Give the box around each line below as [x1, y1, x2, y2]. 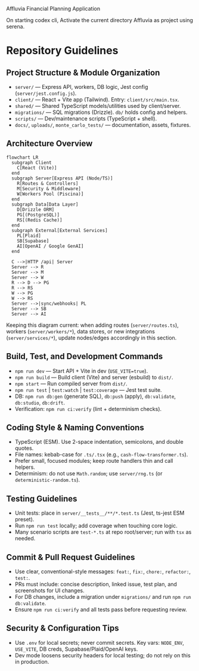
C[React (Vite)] [17, 165, 58, 171]
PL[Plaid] [17, 233, 42, 239]
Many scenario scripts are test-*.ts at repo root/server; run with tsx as [14, 528, 192, 536]
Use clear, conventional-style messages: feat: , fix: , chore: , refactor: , [14, 568, 191, 575]
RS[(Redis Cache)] [17, 217, 63, 223]
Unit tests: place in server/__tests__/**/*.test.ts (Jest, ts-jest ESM [14, 509, 185, 517]
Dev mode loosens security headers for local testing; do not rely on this [14, 651, 191, 658]
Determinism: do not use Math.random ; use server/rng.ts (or [14, 470, 163, 477]
